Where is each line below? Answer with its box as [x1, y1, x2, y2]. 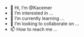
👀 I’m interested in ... [10, 10, 53, 16]
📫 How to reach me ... [10, 26, 58, 32]
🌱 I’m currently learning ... [10, 15, 65, 21]
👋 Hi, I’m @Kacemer [10, 5, 52, 10]
